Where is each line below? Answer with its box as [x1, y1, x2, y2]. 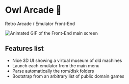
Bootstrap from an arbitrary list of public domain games [12, 73, 125, 79]
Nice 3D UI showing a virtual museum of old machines [12, 57, 122, 63]
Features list [5, 44, 44, 53]
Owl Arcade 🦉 [5, 4, 62, 16]
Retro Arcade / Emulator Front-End [5, 21, 75, 27]
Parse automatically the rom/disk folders [12, 68, 94, 74]
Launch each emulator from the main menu [12, 62, 100, 68]
